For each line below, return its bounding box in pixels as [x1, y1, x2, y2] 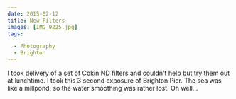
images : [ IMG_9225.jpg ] [7, 23, 78, 30]
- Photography [14, 43, 55, 50]
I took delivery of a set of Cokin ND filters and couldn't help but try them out [7, 69, 230, 77]
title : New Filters [7, 17, 65, 24]
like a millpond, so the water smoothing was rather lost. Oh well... [7, 84, 198, 92]
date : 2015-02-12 [7, 10, 59, 18]
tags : [7, 30, 23, 37]
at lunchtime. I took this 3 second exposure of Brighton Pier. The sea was [7, 76, 222, 85]
